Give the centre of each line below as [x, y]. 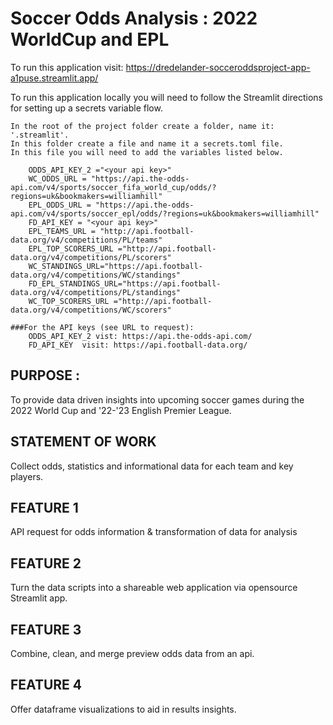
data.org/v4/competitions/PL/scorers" [91, 257]
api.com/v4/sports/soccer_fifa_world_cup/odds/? [113, 187]
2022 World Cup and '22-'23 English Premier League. [121, 410]
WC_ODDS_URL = [57, 178]
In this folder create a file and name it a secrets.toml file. [147, 143]
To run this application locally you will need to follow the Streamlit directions [167, 97]
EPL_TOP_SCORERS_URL [71, 248]
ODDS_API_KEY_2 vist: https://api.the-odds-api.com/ [140, 336]
